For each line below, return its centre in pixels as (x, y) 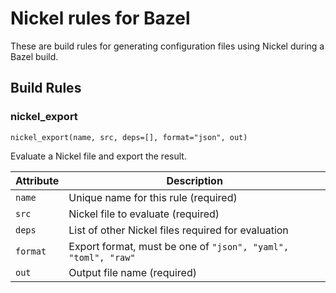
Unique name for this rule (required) (153, 197)
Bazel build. (34, 56)
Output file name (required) (132, 272)
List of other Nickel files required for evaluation (178, 230)
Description (194, 180)
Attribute (37, 180)
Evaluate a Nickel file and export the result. (98, 156)
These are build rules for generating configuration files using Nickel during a (167, 46)
